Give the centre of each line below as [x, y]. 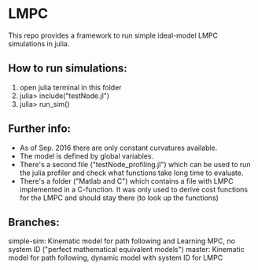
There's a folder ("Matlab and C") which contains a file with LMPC [126, 181]
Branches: [34, 222]
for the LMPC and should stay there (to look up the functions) [119, 198]
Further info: [40, 129]
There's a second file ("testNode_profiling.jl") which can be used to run [135, 164]
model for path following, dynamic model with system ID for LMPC [116, 258]
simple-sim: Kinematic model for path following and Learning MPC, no [122, 241]
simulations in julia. [39, 43]
